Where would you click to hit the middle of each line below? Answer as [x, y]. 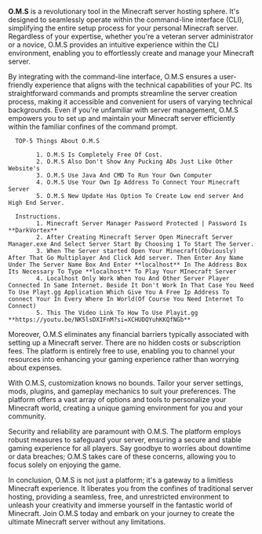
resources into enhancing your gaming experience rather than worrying [124, 359]
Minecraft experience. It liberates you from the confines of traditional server [131, 488]
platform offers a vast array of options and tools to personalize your [117, 399]
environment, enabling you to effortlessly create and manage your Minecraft [131, 53]
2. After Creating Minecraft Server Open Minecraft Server [135, 237]
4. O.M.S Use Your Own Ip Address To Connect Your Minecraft [138, 182]
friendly [21, 85]
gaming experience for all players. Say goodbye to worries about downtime [129, 448]
